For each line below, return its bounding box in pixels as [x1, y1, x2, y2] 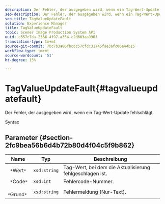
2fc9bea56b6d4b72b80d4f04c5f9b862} [5, 141, 135, 149]
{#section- [39, 133, 73, 142]
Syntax [5, 119, 20, 125]
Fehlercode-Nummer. [63, 178, 114, 185]
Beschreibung [93, 156, 128, 162]
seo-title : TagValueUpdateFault [5, 16, 71, 21]
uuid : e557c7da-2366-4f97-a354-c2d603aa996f [5, 35, 98, 40]
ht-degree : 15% [5, 58, 36, 62]
